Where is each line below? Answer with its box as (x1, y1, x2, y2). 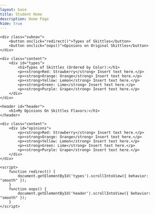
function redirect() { (8, 169, 55, 174)
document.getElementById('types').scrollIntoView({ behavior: (17, 174, 149, 179)
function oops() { (8, 187, 47, 192)
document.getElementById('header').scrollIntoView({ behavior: (17, 191, 151, 196)
